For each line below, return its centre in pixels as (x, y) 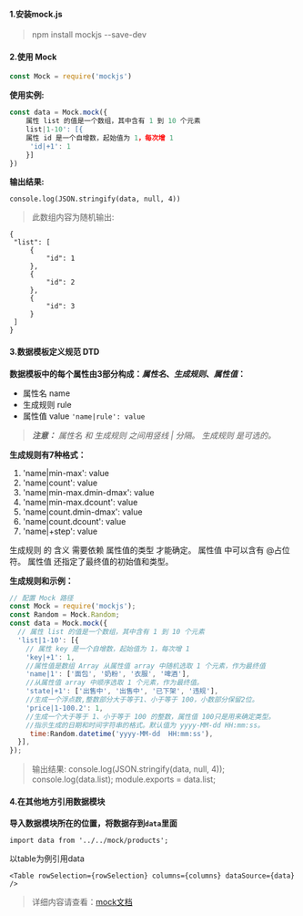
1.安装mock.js (36, 14)
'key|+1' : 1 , (50, 657)
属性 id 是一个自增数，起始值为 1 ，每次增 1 (100, 138)
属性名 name (46, 393)
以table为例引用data (47, 859)
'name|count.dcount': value (74, 521)
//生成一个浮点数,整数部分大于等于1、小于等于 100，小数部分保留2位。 (142, 700)
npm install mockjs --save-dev (89, 35)
